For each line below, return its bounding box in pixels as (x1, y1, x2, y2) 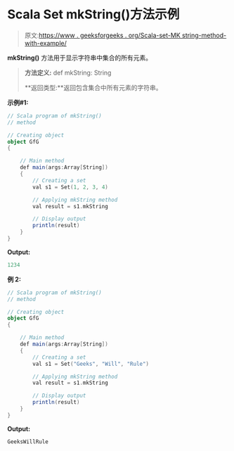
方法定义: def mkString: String (24, 68, 112, 77)
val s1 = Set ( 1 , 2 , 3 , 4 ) (32, 184, 109, 191)
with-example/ (24, 39, 67, 47)
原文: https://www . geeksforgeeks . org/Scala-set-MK (24, 31, 181, 39)
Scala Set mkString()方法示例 (7, 6, 180, 23)
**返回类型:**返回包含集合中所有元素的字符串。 (24, 83, 162, 91)
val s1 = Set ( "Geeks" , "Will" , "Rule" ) (32, 360, 150, 367)
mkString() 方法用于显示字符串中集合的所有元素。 (7, 53, 152, 62)
